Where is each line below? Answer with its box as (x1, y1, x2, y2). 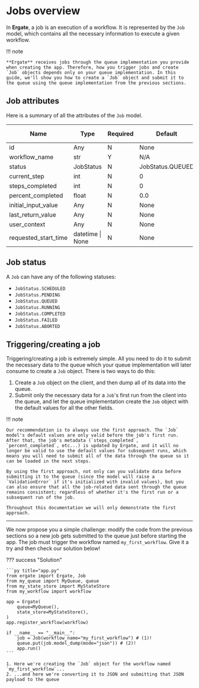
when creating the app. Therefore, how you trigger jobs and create (6, 64, 179, 70)
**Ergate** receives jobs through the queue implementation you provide (6, 59, 190, 65)
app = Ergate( (6, 599, 41, 605)
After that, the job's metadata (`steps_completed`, (6, 438, 139, 443)
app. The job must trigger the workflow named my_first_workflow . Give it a (6, 539, 189, 546)
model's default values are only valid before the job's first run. (6, 432, 179, 439)
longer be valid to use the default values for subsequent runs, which (6, 448, 187, 454)
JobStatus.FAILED (14, 317, 58, 323)
